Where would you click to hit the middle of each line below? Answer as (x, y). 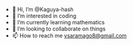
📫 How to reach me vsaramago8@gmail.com (69, 36)
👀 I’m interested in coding (44, 16)
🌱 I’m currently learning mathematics (58, 22)
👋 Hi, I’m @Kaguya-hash (43, 9)
